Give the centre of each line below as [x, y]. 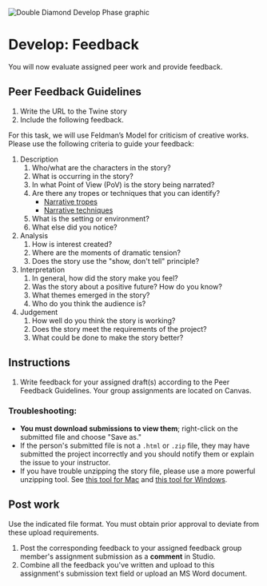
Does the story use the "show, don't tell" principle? [116, 261]
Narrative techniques [78, 210]
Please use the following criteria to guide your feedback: [101, 143]
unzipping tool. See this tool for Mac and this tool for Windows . [124, 479]
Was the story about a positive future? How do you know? [127, 286]
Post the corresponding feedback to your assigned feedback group [131, 548]
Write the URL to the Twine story [74, 111]
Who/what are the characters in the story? [101, 167]
